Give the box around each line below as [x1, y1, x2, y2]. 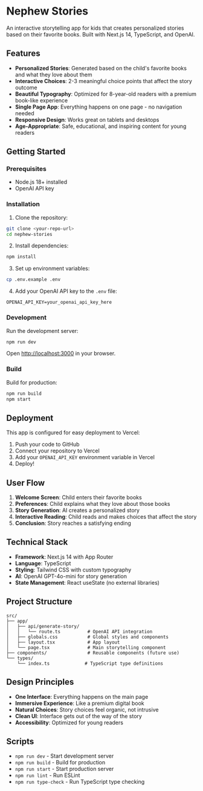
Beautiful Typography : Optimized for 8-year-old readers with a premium [14, 90, 196, 98]
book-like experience [14, 96, 68, 104]
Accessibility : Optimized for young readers [14, 719, 124, 726]
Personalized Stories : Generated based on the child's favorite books [14, 64, 187, 72]
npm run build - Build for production [14, 759, 106, 766]
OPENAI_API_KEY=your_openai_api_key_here [6, 299, 112, 306]
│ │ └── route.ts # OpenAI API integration [6, 628, 153, 634]
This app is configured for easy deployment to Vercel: [6, 429, 140, 436]
